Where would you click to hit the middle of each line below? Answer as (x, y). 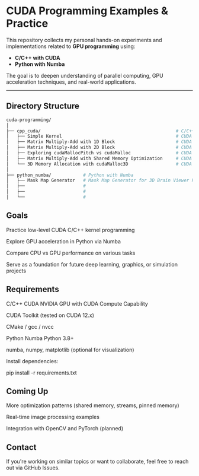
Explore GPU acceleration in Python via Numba (64, 241)
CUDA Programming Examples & (87, 11)
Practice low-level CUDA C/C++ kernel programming (70, 230)
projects (16, 271)
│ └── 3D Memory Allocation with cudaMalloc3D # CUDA (99, 164)
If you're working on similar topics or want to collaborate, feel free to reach (97, 462)
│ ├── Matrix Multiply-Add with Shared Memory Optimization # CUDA (99, 158)
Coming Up (27, 391)
